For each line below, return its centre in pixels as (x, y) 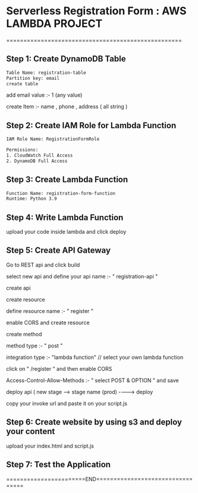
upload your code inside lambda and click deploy (66, 232)
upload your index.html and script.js (50, 446)
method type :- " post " (34, 345)
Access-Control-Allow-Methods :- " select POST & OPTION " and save (93, 380)
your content (31, 431)
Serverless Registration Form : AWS (96, 11)
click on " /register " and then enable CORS (59, 368)
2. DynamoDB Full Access (37, 161)
